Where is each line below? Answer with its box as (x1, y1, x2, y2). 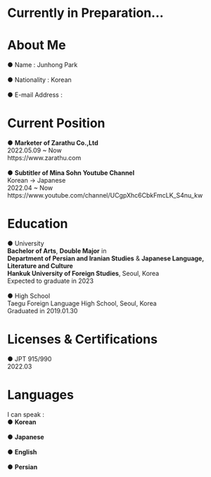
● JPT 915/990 (7, 354, 52, 363)
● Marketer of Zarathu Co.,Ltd (7, 139, 98, 147)
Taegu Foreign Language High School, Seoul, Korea (7, 299, 157, 308)
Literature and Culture (7, 262, 74, 270)
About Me (7, 37, 66, 54)
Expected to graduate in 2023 (7, 277, 94, 285)
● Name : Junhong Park (7, 61, 78, 69)
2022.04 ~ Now (7, 183, 53, 192)
